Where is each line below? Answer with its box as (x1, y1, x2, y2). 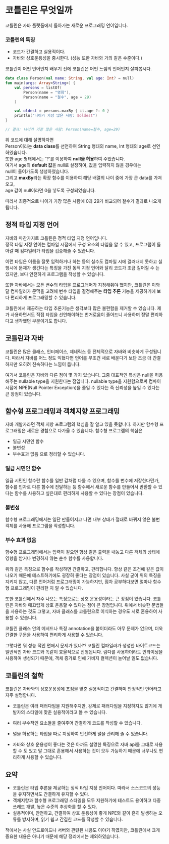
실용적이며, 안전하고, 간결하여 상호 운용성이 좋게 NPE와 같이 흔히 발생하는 (12, 810, 157, 816)
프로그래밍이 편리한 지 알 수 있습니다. (10, 585, 83, 591)
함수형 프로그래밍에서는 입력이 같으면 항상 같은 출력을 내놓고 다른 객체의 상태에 (5, 549, 160, 555)
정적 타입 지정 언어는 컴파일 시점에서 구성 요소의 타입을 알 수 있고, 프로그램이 (5, 241, 156, 247)
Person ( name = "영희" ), (23, 90, 72, 95)
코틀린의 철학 (5, 671, 44, 680)
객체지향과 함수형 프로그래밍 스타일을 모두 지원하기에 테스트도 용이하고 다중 (12, 797, 161, 803)
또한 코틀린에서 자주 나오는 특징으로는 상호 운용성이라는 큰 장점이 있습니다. (5, 596, 152, 602)
